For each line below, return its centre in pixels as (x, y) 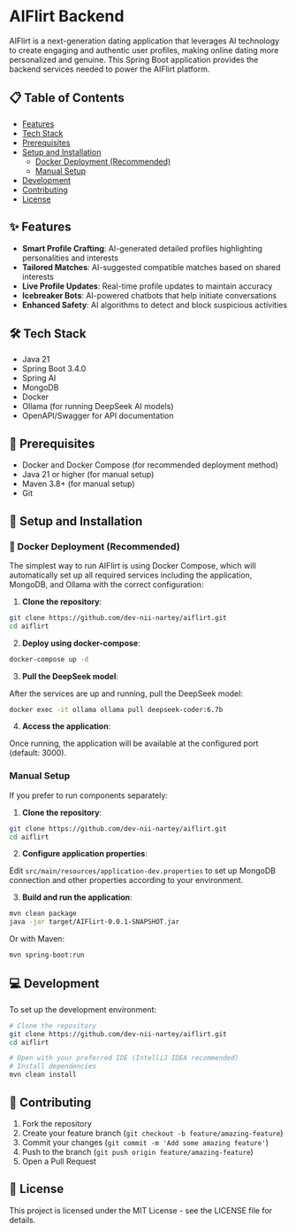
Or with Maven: (37, 939)
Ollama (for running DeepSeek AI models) (98, 407)
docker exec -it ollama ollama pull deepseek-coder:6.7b (116, 709)
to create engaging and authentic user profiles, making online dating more (144, 50)
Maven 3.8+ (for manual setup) (78, 484)
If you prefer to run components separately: (88, 795)
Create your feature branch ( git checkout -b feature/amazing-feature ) (152, 1133)
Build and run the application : (77, 897)
